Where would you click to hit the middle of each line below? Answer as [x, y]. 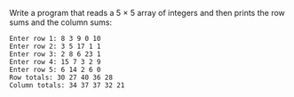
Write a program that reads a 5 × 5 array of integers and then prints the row [147, 13]
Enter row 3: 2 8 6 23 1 [55, 54]
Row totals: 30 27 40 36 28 [61, 77]
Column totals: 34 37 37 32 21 [67, 85]
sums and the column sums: [61, 22]
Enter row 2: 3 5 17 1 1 [55, 46]
